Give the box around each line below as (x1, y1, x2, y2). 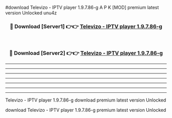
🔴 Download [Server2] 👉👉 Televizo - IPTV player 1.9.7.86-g (9, 50, 163, 57)
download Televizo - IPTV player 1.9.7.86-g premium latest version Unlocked (5, 107, 166, 113)
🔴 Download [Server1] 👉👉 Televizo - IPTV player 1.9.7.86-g (9, 23, 163, 30)
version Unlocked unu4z (5, 10, 57, 16)
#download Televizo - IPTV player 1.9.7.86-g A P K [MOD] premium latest (5, 5, 159, 10)
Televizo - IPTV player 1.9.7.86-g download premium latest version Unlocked (5, 97, 166, 103)
